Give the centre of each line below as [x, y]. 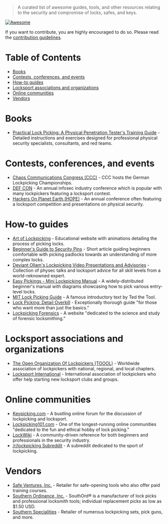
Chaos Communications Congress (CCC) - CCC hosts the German [81, 177]
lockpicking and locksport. [40, 418]
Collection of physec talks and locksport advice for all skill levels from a [87, 270]
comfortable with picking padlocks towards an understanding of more [85, 254]
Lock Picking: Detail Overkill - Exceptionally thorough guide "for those [85, 302]
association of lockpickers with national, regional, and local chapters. [84, 368]
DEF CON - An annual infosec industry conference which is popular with [87, 188]
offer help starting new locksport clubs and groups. [65, 379]
